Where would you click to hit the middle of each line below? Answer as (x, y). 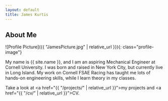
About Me (21, 35)
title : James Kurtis (27, 15)
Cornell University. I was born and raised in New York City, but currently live (84, 67)
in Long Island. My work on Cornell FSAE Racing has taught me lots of (78, 73)
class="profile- (138, 47)
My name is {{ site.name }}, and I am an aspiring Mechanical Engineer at (80, 62)
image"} (14, 52)
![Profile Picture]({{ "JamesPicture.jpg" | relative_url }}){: (64, 47)
